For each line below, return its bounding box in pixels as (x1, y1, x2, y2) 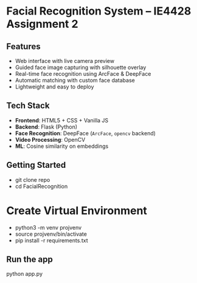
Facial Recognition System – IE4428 (6, 4, 192, 18)
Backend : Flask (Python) (15, 123, 78, 130)
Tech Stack (6, 101, 50, 111)
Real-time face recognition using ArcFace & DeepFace (15, 70, 151, 77)
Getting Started (6, 160, 66, 170)
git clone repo (15, 176, 50, 183)
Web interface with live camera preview (15, 58, 114, 64)
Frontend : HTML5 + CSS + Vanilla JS (15, 116, 109, 124)
